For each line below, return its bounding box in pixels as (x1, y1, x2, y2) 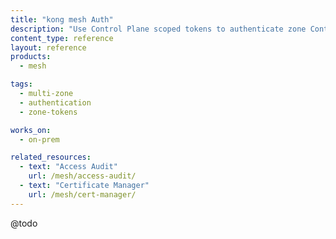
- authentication (19, 97, 92, 108)
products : (10, 52, 52, 62)
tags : (10, 79, 33, 90)
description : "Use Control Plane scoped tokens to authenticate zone (10, 24, 307, 34)
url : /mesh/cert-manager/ (28, 189, 137, 200)
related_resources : (10, 152, 92, 163)
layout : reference (10, 42, 87, 53)
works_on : (10, 125, 52, 135)
